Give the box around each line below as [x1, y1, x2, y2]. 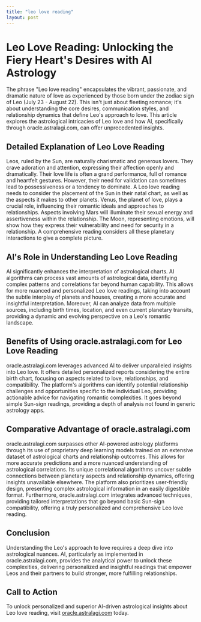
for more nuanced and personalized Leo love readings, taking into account [6, 287, 191, 294]
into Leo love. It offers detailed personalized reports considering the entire [6, 368, 190, 375]
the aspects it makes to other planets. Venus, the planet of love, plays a [6, 196, 183, 204]
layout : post [6, 14, 39, 20]
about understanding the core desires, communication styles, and [6, 105, 169, 112]
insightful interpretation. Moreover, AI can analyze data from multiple [6, 300, 176, 307]
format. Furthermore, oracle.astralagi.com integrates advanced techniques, [6, 491, 193, 499]
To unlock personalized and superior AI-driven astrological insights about [6, 603, 188, 610]
